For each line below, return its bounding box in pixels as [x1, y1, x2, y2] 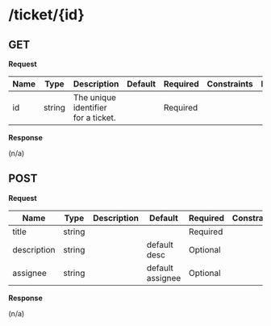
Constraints [206, 78, 253, 90]
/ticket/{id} [8, 6, 85, 24]
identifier [73, 102, 107, 113]
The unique [73, 92, 117, 102]
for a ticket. [73, 112, 116, 123]
